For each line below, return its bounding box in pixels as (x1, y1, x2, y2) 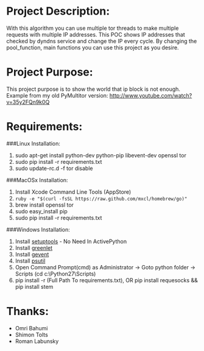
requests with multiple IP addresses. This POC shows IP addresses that (6, 30, 186, 38)
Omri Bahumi (15, 324, 48, 331)
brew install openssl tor (15, 201, 74, 208)
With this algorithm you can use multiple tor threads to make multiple (6, 24, 179, 32)
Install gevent (15, 250, 49, 258)
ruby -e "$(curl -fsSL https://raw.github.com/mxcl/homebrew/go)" (15, 196, 188, 202)
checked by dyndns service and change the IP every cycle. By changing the (6, 37, 197, 44)
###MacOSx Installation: (6, 176, 68, 183)
